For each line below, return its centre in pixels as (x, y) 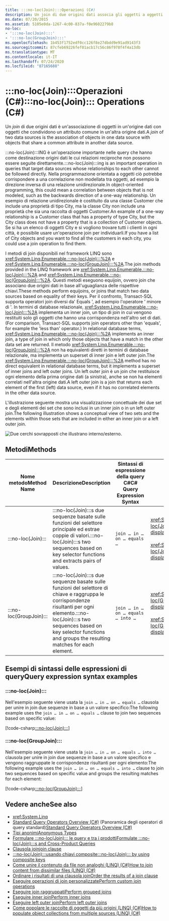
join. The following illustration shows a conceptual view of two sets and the (82, 413)
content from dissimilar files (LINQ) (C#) (54, 870)
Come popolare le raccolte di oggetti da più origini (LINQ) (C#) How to (84, 908)
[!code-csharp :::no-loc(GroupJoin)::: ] (44, 788)
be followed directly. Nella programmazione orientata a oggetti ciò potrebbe (84, 174)
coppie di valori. (71, 535)
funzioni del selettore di (80, 587)
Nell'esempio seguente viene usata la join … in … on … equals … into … (81, 752)
